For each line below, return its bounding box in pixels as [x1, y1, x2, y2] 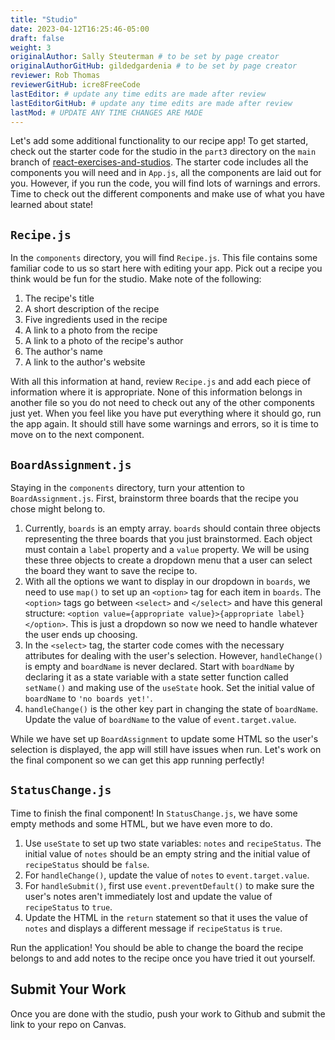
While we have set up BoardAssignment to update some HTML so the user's [10, 733, 319, 745]
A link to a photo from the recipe [24, 324, 158, 336]
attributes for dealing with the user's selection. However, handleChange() [24, 650, 324, 661]
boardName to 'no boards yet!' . [24, 692, 153, 704]
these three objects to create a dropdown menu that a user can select [24, 554, 313, 566]
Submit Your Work [10, 981, 127, 998]
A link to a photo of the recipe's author [24, 335, 184, 347]
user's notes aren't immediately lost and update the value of [24, 890, 273, 902]
